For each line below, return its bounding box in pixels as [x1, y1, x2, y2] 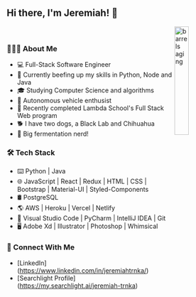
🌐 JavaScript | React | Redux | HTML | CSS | [16, 177, 147, 185]
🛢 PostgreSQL [16, 193, 59, 202]
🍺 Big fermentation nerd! [16, 129, 89, 139]
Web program [16, 112, 58, 120]
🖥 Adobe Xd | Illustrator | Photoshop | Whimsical [16, 222, 158, 231]
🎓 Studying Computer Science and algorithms [16, 86, 154, 94]
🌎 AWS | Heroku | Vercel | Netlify [16, 204, 115, 212]
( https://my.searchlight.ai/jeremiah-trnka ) [16, 281, 138, 290]
